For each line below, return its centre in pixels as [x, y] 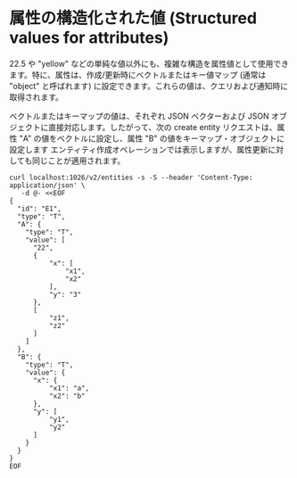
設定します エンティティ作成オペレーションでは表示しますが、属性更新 [139, 149]
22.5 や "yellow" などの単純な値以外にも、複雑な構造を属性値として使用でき [149, 63]
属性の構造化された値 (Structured [133, 18]
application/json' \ [48, 185]
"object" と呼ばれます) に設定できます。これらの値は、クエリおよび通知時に [148, 86]
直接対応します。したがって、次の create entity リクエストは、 [162, 127]
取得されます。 [37, 97]
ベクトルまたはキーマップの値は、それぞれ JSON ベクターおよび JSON [139, 116]
